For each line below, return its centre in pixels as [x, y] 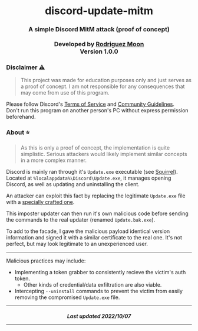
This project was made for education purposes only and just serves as [106, 80]
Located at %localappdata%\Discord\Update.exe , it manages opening [89, 178]
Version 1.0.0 [99, 51]
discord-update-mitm [99, 11]
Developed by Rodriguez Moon [99, 44]
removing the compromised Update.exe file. [67, 297]
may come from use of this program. [65, 93]
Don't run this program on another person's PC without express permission [97, 111]
